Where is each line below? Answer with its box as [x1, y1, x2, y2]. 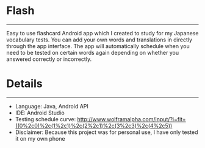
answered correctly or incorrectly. [6, 55, 92, 63]
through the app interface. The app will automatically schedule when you [6, 42, 190, 49]
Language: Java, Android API [15, 102, 88, 110]
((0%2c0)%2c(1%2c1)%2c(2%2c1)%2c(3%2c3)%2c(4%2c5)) [15, 122, 173, 129]
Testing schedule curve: [15, 115, 76, 122]
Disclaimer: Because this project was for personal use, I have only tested [15, 129, 198, 136]
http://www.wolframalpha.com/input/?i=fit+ [77, 115, 186, 122]
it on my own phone [15, 135, 65, 142]
